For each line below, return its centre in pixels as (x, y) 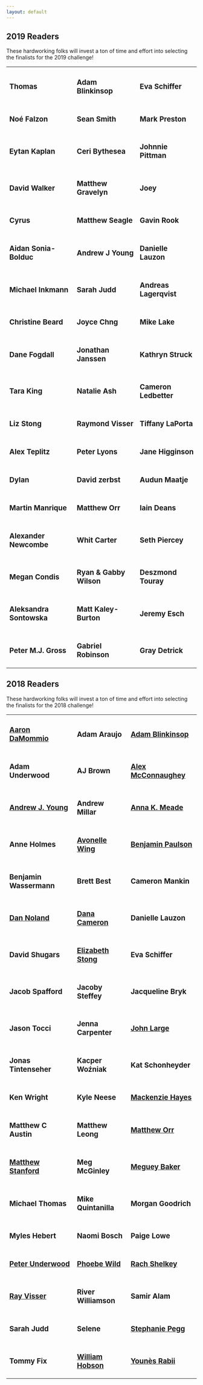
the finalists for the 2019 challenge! (50, 58)
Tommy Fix (28, 1361)
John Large (150, 1028)
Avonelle (92, 840)
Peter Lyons (97, 452)
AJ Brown (94, 771)
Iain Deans (158, 508)
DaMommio (29, 739)
